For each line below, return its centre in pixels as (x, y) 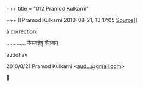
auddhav (17, 55)
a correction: (22, 31)
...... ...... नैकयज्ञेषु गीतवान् (32, 43)
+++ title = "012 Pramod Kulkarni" (48, 9)
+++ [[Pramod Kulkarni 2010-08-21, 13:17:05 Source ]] (72, 20)
